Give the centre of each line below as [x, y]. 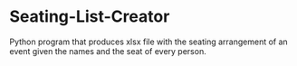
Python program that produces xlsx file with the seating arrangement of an [148, 42]
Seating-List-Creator [90, 17]
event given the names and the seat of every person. [108, 51]
